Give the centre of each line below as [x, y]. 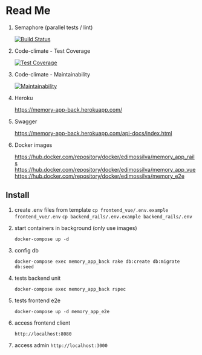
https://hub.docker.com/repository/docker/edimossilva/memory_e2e [99, 176]
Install [18, 195]
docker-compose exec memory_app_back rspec [70, 289]
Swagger [26, 121]
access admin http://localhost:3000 [61, 345]
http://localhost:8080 [43, 334]
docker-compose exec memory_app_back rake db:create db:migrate [97, 262]
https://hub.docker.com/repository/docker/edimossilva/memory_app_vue [105, 169]
